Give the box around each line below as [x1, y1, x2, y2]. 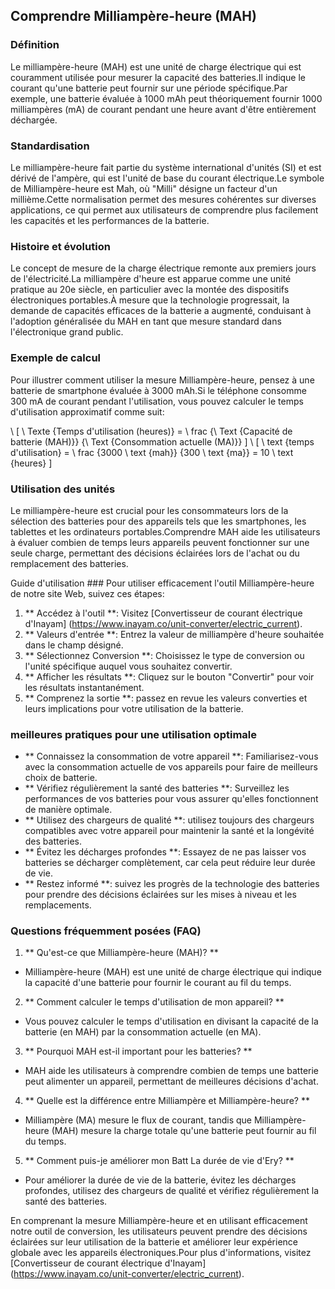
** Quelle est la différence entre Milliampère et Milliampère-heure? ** [24, 1095, 310, 1107]
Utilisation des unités [10, 482, 116, 496]
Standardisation [10, 139, 90, 153]
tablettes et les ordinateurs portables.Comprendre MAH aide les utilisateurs [10, 525, 321, 538]
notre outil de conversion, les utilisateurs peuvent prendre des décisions [10, 1225, 308, 1238]
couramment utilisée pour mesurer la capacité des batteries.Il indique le [10, 71, 307, 83]
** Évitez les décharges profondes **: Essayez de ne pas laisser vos [24, 846, 307, 858]
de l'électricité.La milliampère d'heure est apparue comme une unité [10, 273, 292, 285]
